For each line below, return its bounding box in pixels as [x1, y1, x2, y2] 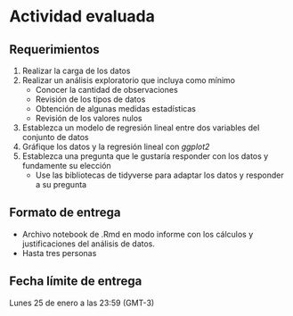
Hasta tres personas [21, 247, 97, 258]
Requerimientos [9, 42, 100, 57]
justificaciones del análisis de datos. [21, 238, 156, 249]
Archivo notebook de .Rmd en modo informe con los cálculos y [21, 229, 254, 239]
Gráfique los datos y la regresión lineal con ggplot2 [21, 141, 210, 152]
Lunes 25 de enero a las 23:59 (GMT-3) [9, 297, 155, 308]
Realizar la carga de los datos [21, 65, 131, 76]
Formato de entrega [9, 205, 122, 220]
